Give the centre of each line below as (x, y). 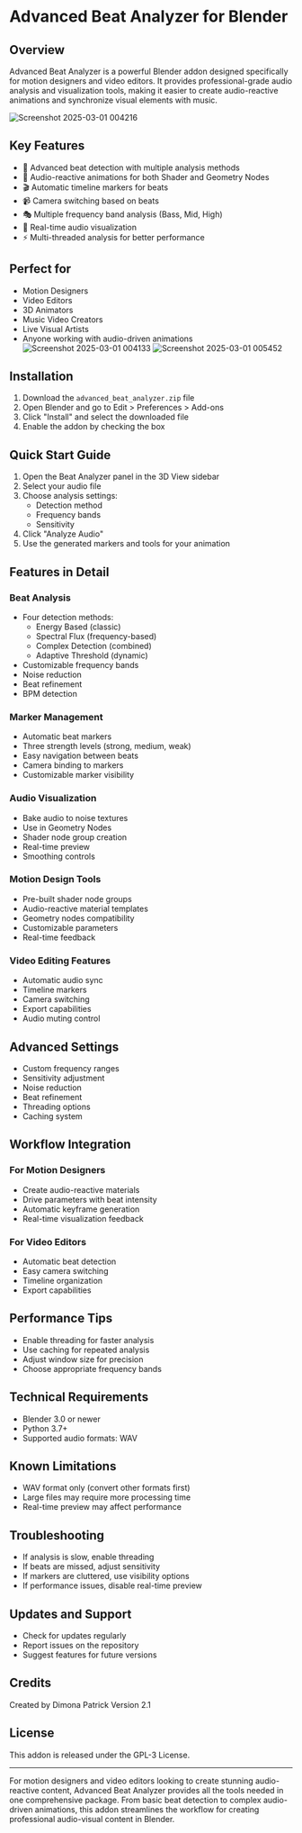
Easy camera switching (65, 1270)
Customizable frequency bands (80, 664)
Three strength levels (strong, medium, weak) (107, 746)
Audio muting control (61, 1018)
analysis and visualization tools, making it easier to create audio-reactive (144, 90)
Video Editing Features (60, 961)
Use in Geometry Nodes (67, 827)
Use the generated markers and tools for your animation (126, 544)
